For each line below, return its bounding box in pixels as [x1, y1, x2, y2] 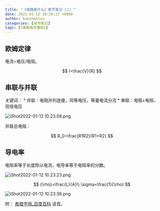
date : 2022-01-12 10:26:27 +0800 [5, 12, 73, 17]
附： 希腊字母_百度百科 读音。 [5, 201, 65, 207]
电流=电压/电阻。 [5, 58, 40, 64]
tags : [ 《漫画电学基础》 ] [5, 25, 48, 30]
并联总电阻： [5, 123, 31, 129]
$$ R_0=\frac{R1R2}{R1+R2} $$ [50, 133, 114, 139]
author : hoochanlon [5, 16, 45, 21]
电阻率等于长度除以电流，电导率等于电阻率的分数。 [5, 162, 108, 168]
